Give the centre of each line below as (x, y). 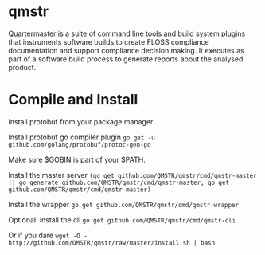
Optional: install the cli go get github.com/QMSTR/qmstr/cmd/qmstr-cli (122, 220)
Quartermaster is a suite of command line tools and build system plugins (127, 33)
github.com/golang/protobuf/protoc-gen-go (80, 145)
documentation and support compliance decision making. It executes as (126, 50)
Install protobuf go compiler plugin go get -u (82, 137)
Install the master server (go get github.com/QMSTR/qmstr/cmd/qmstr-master (132, 175)
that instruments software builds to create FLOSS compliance (109, 41)
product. (22, 67)
